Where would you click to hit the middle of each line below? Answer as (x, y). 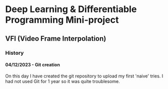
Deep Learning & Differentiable (71, 9)
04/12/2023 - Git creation (33, 65)
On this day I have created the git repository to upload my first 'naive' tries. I (84, 76)
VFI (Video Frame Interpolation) (56, 38)
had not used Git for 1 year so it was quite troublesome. (63, 81)
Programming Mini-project (62, 20)
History (15, 53)
